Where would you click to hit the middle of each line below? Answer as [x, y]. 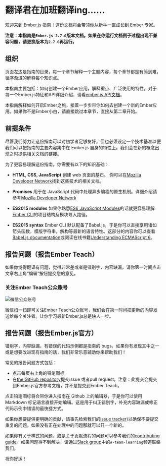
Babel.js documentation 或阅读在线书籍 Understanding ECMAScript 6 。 [83, 237]
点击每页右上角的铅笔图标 [38, 373]
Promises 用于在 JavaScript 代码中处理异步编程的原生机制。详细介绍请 [84, 191]
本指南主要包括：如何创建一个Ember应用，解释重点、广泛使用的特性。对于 [81, 88]
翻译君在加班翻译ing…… [55, 10]
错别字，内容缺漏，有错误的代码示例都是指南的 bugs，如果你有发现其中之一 [82, 346]
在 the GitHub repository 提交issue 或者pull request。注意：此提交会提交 [84, 379]
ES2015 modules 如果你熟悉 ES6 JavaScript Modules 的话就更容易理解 [83, 208]
